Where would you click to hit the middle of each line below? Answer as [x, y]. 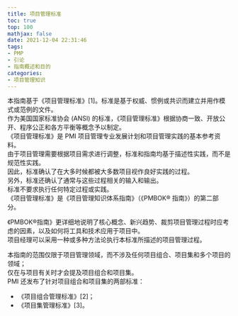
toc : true [22, 21]
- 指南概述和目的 [29, 67]
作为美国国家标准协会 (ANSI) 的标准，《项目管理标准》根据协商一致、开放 [113, 118]
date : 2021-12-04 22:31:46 [47, 40]
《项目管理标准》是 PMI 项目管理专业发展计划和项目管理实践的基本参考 [111, 136]
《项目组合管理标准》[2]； [56, 297]
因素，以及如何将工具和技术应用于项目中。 [81, 231]
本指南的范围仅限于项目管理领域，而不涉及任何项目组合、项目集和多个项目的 [119, 255]
